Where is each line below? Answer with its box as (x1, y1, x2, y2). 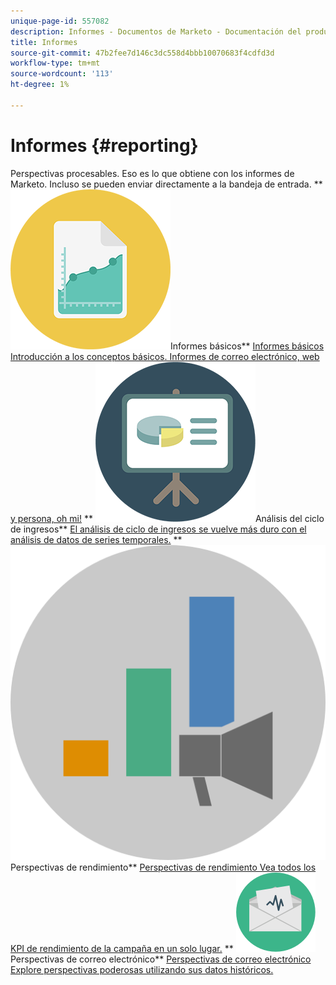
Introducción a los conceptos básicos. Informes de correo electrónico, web (10, 350, 320, 362)
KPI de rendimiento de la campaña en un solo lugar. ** (10, 942, 234, 954)
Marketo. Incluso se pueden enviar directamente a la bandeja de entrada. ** (10, 178, 323, 190)
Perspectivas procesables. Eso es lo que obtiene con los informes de (10, 167, 295, 179)
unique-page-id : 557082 (10, 16, 110, 26)
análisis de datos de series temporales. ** (10, 533, 183, 545)
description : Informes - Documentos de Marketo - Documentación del (10, 26, 302, 37)
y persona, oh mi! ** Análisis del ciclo (10, 512, 325, 524)
